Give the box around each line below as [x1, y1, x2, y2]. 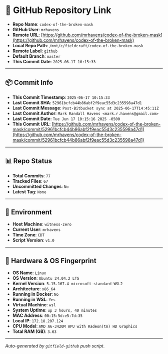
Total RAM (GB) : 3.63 [12, 328, 57, 334]
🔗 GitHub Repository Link [5, 5, 111, 16]
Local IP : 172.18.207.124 [12, 318, 63, 324]
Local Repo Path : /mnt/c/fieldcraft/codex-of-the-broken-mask [12, 42, 143, 48]
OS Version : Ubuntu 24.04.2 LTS [12, 275, 79, 281]
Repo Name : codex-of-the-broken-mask [12, 21, 93, 27]
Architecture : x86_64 [12, 286, 56, 292]
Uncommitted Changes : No [12, 183, 69, 189]
